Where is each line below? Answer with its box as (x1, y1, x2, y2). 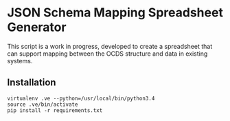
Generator (7, 19, 67, 35)
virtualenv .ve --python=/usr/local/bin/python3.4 (7, 95, 155, 102)
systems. (7, 56, 33, 65)
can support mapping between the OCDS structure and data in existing (7, 49, 208, 58)
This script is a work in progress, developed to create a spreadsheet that (7, 42, 213, 50)
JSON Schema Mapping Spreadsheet (7, 5, 223, 21)
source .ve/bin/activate (7, 101, 78, 108)
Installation (7, 77, 56, 89)
